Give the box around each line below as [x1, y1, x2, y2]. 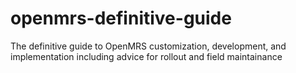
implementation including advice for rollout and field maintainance [10, 50, 283, 62]
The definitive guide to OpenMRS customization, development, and [10, 40, 287, 52]
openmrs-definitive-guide [10, 7, 232, 30]
